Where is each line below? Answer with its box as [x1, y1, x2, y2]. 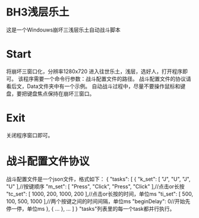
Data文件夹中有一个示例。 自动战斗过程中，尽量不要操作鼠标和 [26, 83, 181, 90]
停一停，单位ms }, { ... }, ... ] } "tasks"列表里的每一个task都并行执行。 [6, 205, 175, 212]
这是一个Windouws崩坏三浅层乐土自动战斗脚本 [6, 26, 121, 33]
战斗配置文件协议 [6, 155, 90, 168]
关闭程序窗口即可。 [6, 131, 53, 138]
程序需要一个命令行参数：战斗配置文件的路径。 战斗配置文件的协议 [23, 75, 186, 82]
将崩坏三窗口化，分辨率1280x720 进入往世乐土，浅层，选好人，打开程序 [6, 68, 183, 75]
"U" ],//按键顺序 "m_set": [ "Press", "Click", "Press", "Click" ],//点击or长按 [6, 182, 185, 190]
